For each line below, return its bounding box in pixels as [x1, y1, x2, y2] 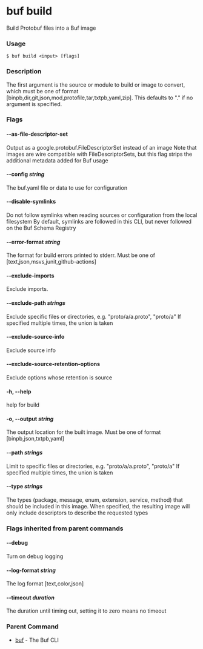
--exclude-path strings [6, 299, 65, 307]
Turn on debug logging [6, 553, 64, 560]
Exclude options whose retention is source [6, 374, 113, 381]
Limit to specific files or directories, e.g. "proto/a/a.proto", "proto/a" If [6, 462, 180, 470]
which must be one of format [6, 87, 79, 95]
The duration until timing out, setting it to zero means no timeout [6, 607, 167, 614]
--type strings [6, 483, 43, 490]
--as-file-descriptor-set [6, 130, 68, 138]
